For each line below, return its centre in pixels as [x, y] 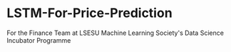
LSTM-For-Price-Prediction [89, 13]
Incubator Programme [39, 40]
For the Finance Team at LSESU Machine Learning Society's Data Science [115, 33]
